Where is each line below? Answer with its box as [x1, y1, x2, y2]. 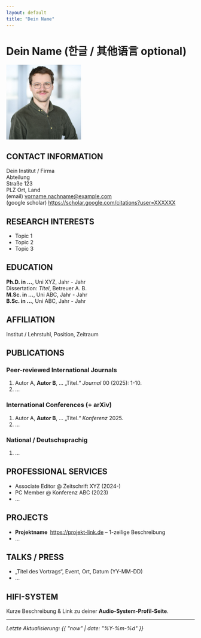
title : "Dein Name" [6, 16, 55, 22]
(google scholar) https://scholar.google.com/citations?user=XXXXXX [6, 199, 176, 206]
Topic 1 [14, 232, 33, 239]
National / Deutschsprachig [6, 436, 88, 444]
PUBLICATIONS [6, 348, 65, 359]
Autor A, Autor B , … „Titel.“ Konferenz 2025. [14, 414, 124, 421]
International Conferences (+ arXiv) [6, 401, 112, 409]
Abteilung [6, 174, 30, 181]
